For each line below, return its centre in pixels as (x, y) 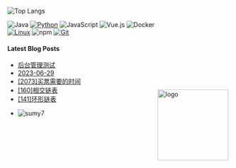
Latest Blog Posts (34, 48)
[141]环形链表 (37, 99)
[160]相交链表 (38, 90)
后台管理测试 (36, 65)
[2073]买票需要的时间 (49, 82)
